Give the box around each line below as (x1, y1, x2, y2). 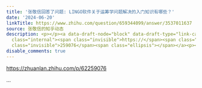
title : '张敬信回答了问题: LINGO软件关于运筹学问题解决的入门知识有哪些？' (6, 8, 175, 15)
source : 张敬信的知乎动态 (6, 25, 64, 32)
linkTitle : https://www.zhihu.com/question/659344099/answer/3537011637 (6, 20, 192, 26)
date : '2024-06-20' (6, 14, 55, 20)
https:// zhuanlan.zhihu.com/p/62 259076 (6, 64, 107, 72)
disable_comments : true (6, 48, 66, 54)
